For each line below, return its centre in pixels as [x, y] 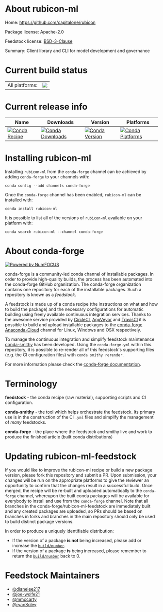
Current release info [46, 107]
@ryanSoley [24, 604]
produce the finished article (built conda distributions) [59, 437]
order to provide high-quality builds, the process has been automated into [79, 279]
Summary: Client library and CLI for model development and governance [78, 51]
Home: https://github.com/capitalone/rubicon [50, 22]
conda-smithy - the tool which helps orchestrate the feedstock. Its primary [80, 412]
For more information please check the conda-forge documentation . [73, 364]
